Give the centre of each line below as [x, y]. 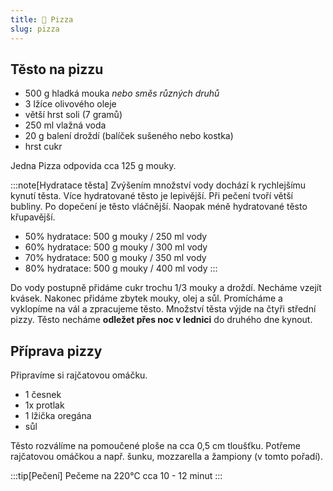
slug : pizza [35, 29]
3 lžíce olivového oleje [70, 104]
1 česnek [43, 395]
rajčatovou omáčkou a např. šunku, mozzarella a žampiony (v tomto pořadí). [166, 457]
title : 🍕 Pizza [42, 19]
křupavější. [33, 217]
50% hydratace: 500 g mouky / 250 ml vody [116, 237]
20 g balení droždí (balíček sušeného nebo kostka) [129, 136]
